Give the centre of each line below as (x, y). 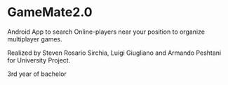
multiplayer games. (35, 39)
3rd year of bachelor (37, 74)
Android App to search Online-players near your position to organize (106, 32)
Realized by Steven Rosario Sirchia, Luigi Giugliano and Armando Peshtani (114, 53)
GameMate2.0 (50, 12)
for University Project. (39, 60)
